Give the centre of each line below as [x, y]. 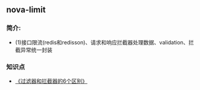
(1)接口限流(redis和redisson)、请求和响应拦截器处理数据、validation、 [102, 42]
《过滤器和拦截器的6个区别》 [51, 81]
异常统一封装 [36, 50]
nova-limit [26, 10]
